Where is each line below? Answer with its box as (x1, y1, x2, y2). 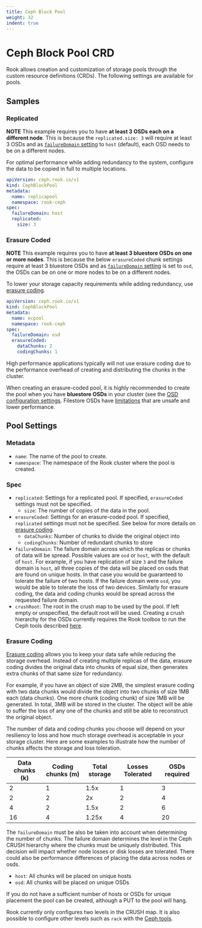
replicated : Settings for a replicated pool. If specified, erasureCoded (14, 494, 183, 501)
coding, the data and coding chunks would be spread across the (14, 590, 175, 597)
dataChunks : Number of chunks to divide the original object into (23, 532, 180, 540)
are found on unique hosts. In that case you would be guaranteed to (14, 570, 183, 578)
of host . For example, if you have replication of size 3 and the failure (14, 558, 183, 565)
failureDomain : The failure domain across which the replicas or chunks (14, 545, 191, 552)
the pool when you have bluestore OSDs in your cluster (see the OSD (6, 390, 179, 397)
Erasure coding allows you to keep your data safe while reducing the (6, 651, 176, 658)
